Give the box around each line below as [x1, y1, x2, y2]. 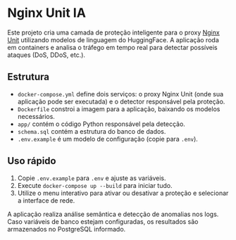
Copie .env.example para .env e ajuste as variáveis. [17, 174, 166, 182]
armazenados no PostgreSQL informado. [7, 225, 126, 233]
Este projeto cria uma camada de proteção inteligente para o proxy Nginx [7, 28, 220, 37]
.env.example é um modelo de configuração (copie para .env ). [17, 134, 199, 143]
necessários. [17, 112, 55, 120]
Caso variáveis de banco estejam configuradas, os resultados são [7, 217, 199, 226]
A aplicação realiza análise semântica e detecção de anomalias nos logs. [7, 210, 219, 218]
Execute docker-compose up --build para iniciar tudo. [17, 181, 173, 189]
